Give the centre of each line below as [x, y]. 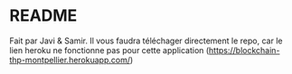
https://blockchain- [244, 50]
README [43, 16]
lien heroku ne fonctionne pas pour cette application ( [109, 50]
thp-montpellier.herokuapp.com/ [70, 60]
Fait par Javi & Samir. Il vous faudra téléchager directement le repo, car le [146, 41]
